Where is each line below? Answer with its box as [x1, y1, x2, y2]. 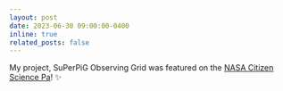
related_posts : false [9, 37, 90, 47]
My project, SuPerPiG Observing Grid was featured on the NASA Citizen [9, 62, 274, 73]
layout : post [9, 12, 58, 22]
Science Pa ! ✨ [9, 72, 62, 83]
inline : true [9, 29, 58, 38]
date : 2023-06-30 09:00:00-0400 [9, 21, 129, 30]
